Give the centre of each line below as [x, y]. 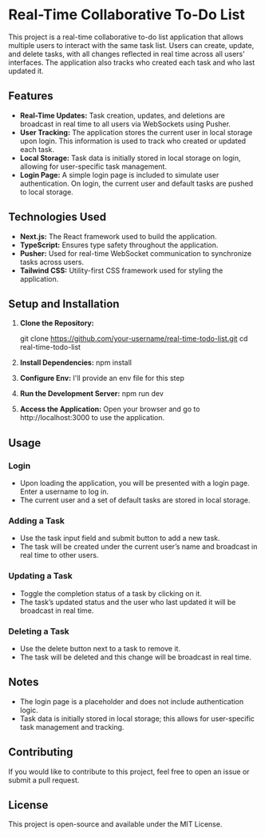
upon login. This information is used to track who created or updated [132, 141]
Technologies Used [57, 217]
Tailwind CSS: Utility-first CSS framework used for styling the [121, 270]
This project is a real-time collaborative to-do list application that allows [126, 37]
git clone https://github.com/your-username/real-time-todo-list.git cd [134, 338]
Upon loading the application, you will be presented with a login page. [134, 483]
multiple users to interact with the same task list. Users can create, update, [131, 45]
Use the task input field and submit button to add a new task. [120, 539]
